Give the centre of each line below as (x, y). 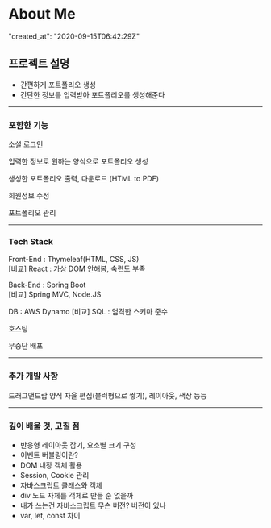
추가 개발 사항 (33, 376)
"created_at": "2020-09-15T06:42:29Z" (74, 36)
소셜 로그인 (26, 144)
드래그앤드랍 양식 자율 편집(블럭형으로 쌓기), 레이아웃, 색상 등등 (108, 395)
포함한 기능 (29, 125)
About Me (42, 14)
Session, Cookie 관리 (54, 475)
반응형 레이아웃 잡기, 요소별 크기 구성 (78, 445)
